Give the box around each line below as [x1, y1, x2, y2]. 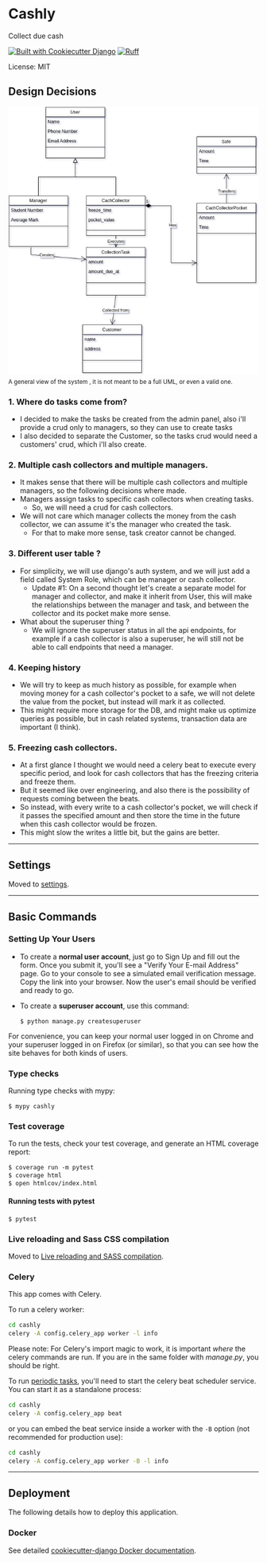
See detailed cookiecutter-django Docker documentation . [8, 1546, 196, 1555]
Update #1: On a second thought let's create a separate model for [31, 583, 246, 592]
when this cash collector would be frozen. [19, 820, 157, 829]
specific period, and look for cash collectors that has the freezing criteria [19, 769, 259, 778]
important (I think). [19, 723, 81, 732]
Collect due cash [8, 31, 64, 41]
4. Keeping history [8, 661, 81, 673]
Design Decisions [8, 85, 97, 99]
